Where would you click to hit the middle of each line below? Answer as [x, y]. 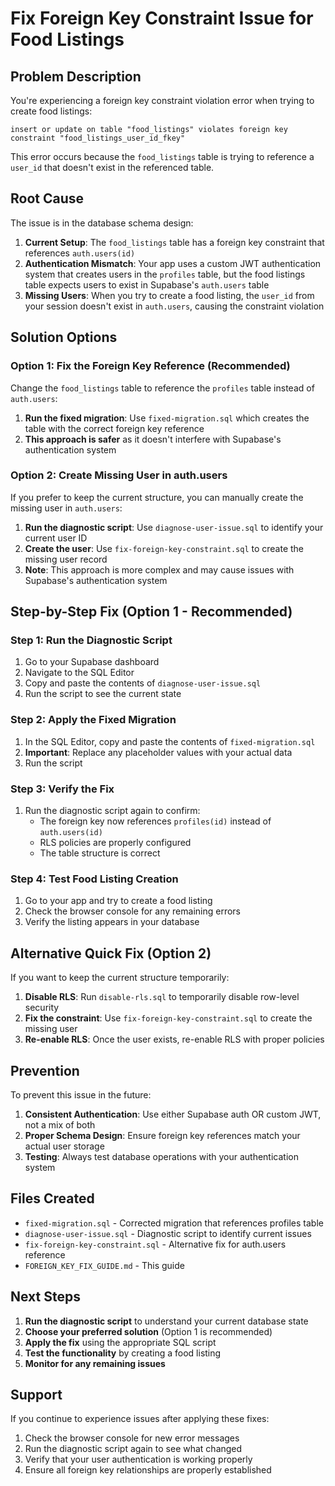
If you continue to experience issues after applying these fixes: [140, 1419]
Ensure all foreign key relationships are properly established [148, 1470]
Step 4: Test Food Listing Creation [94, 879]
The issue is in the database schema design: [102, 223]
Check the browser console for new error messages [132, 1438]
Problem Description [76, 76]
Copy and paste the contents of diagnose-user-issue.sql [143, 683]
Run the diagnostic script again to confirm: [112, 811]
